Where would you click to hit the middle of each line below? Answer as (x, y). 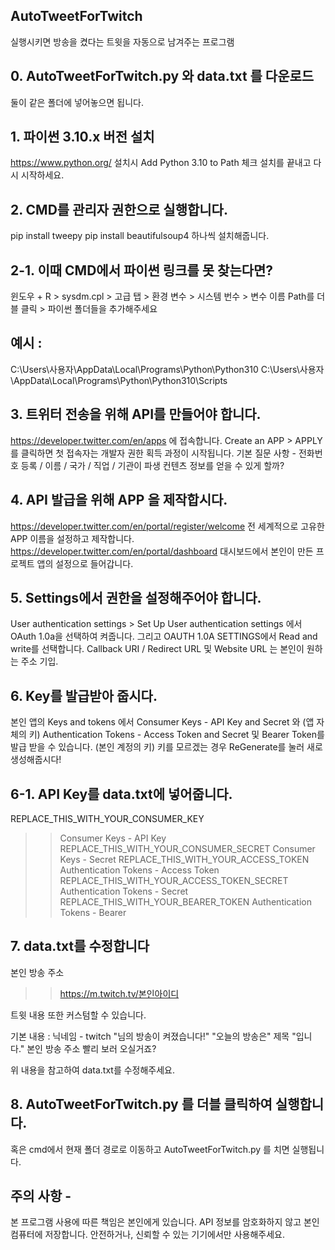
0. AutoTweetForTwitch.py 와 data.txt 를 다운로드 (162, 76)
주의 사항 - (41, 1195)
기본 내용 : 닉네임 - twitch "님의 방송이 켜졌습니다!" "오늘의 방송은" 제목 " (153, 1036)
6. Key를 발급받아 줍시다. (84, 695)
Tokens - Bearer (93, 912)
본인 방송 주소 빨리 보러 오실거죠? (91, 1048)
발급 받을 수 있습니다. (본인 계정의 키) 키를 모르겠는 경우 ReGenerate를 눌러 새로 (166, 747)
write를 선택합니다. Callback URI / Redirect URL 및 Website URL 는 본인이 (157, 649)
